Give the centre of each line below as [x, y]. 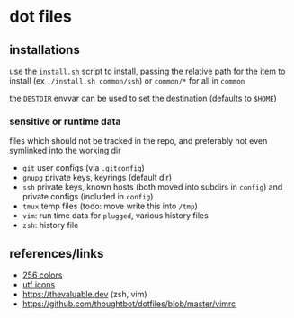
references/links [57, 253]
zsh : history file [50, 225]
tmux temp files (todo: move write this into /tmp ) [110, 206]
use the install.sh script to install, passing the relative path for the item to [147, 71]
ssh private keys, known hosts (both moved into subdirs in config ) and [152, 187]
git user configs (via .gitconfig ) [84, 168]
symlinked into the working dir [65, 151]
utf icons [39, 285]
